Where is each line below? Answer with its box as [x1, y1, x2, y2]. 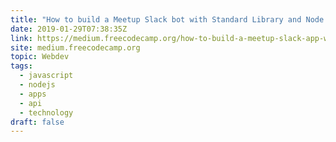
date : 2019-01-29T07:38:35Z [10, 24, 128, 34]
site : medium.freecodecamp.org [10, 42, 141, 53]
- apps [19, 89, 47, 99]
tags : [10, 61, 33, 71]
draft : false [10, 117, 65, 127]
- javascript [19, 71, 74, 81]
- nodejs [19, 80, 56, 90]
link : [10, 33, 33, 43]
